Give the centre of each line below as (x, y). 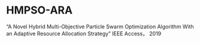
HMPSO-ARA (39, 10)
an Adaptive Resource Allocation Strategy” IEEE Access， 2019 (84, 34)
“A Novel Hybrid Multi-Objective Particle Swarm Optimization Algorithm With (100, 27)
